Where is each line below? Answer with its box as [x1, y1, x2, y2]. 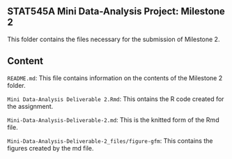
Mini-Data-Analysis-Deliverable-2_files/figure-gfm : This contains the [7, 136, 213, 145]
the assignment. [7, 102, 54, 110]
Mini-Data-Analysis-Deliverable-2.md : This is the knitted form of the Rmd [7, 115, 219, 124]
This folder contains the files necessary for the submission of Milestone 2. [7, 35, 220, 43]
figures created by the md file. [7, 144, 94, 152]
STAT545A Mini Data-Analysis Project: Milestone [7, 6, 225, 17]
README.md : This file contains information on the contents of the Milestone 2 [7, 73, 223, 82]
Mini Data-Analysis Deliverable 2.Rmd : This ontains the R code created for [7, 94, 224, 103]
